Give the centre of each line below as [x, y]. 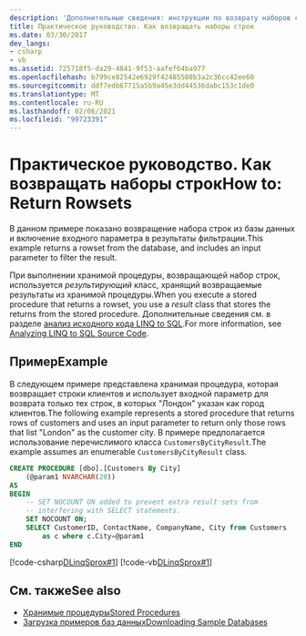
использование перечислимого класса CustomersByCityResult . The [138, 442]
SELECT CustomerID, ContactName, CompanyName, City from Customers [156, 528]
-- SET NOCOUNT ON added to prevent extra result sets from [142, 502]
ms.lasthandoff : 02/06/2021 [63, 111]
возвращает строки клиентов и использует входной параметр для [139, 394]
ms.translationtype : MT [55, 94]
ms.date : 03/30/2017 [49, 35]
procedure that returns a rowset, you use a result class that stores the [140, 304]
